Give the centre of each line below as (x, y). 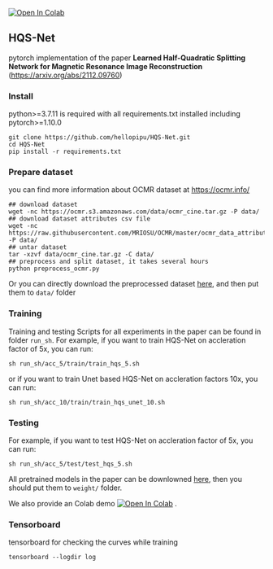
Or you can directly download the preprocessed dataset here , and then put (134, 284)
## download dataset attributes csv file (80, 219)
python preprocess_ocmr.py (54, 269)
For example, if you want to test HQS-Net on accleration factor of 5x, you (131, 440)
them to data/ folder (42, 292)
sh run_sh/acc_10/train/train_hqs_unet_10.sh (87, 402)
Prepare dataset (41, 173)
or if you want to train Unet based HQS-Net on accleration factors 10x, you (133, 379)
